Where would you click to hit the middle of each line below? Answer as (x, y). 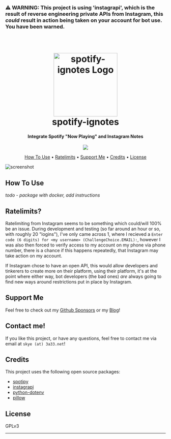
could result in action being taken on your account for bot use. (84, 20)
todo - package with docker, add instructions (53, 195)
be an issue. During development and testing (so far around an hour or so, (83, 229)
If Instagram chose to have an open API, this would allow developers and (81, 265)
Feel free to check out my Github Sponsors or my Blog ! (63, 310)
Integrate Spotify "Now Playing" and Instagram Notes (85, 136)
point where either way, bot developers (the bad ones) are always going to (83, 276)
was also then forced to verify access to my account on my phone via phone (85, 245)
